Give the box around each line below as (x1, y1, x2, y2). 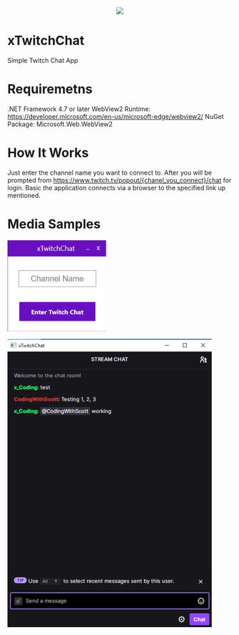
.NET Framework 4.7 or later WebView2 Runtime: (7, 104, 151, 113)
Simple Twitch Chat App (7, 56, 78, 64)
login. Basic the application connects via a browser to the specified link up (7, 183, 226, 192)
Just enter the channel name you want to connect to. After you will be (7, 168, 213, 177)
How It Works (7, 145, 89, 161)
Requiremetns (7, 81, 93, 98)
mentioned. (7, 191, 41, 200)
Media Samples (7, 216, 101, 232)
